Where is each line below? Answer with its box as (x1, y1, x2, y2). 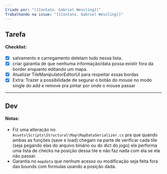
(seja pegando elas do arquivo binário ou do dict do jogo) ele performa (12, 142, 158, 148)
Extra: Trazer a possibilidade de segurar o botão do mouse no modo (12, 77, 152, 83)
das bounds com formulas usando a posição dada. (12, 163, 116, 169)
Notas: (5, 116, 20, 121)
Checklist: (5, 44, 27, 50)
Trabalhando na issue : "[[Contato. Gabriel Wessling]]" (5, 12, 123, 17)
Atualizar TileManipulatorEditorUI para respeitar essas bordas (12, 71, 139, 77)
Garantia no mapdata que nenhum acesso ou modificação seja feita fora (12, 158, 158, 164)
